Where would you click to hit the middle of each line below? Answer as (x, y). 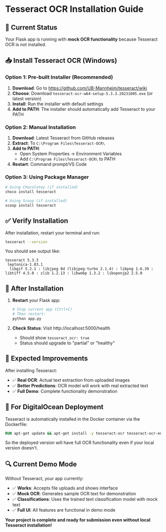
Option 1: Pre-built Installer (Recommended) (59, 77)
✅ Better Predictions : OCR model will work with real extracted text (80, 386)
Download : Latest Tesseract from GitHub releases (63, 138)
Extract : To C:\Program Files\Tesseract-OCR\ (59, 143)
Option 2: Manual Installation (41, 127)
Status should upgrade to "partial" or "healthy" (67, 343)
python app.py (27, 319)
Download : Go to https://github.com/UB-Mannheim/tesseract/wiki (80, 88)
